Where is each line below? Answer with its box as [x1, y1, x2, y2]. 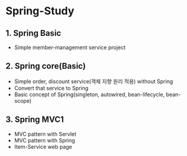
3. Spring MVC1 [5, 115, 64, 125]
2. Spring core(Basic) [5, 61, 86, 71]
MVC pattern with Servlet [14, 130, 77, 137]
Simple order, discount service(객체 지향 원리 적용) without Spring [14, 78, 173, 85]
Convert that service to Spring [14, 84, 89, 91]
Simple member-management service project [14, 44, 126, 51]
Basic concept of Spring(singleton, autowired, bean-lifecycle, [14, 91, 165, 98]
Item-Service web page [14, 143, 73, 150]
